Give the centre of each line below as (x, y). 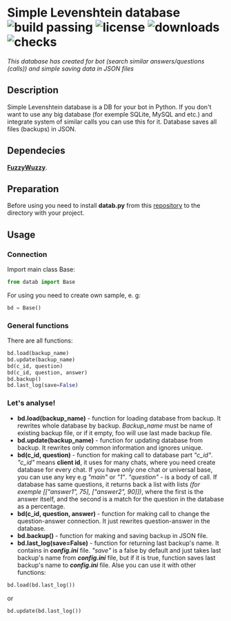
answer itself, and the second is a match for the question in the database (120, 499)
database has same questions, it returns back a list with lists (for (109, 484)
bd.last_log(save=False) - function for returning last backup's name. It (118, 543)
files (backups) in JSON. (42, 128)
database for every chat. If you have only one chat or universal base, (115, 469)
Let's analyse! (31, 403)
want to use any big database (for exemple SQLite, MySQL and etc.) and (110, 114)
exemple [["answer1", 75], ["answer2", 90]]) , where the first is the (110, 491)
